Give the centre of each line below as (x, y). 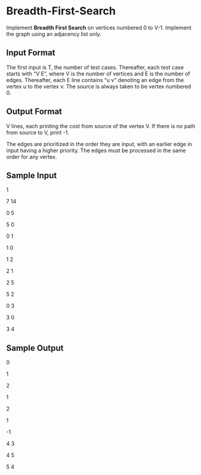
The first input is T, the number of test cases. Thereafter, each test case (95, 67)
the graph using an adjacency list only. (54, 34)
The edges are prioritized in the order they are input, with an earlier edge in (99, 144)
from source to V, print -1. (38, 132)
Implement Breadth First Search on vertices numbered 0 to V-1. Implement (99, 28)
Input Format (31, 53)
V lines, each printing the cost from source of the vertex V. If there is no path (101, 126)
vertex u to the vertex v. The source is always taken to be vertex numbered (99, 86)
